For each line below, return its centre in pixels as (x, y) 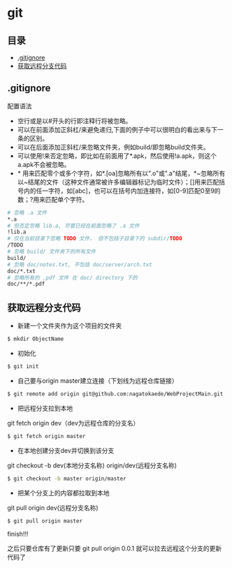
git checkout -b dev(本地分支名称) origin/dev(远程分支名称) (92, 465)
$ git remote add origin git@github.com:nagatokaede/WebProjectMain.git (115, 394)
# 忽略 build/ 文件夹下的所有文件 (52, 252)
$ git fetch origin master (46, 436)
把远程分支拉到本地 (45, 408)
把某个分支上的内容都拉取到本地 (63, 493)
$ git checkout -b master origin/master (67, 479)
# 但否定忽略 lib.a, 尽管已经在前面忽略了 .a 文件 (73, 226)
